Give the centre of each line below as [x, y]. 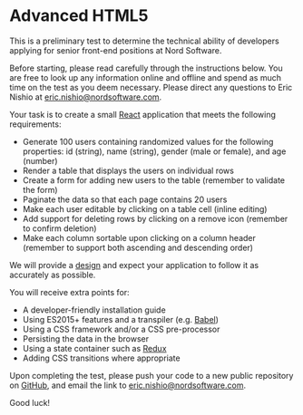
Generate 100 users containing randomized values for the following [148, 141]
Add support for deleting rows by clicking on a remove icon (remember [155, 218]
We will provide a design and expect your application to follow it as [134, 265]
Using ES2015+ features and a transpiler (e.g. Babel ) [121, 319]
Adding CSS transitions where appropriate [101, 358]
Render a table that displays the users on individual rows [128, 170]
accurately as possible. [53, 275]
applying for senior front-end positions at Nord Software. [116, 50]
